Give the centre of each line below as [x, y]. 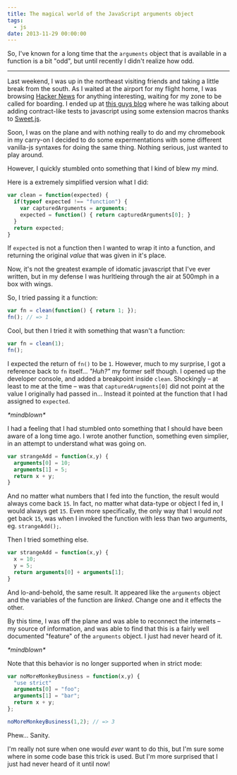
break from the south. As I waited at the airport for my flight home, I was [112, 89]
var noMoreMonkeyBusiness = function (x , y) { [74, 676]
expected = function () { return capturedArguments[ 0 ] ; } [105, 215]
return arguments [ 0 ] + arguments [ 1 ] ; [69, 572]
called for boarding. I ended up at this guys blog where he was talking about [118, 104]
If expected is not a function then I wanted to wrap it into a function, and [111, 248]
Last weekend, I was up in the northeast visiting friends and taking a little [113, 81]
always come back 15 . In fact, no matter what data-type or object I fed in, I [115, 504]
